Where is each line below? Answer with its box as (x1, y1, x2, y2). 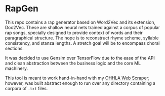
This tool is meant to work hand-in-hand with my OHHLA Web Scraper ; (5, 75, 150, 81)
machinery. (5, 65, 28, 71)
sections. (5, 45, 24, 51)
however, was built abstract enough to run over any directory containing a (5, 80, 156, 86)
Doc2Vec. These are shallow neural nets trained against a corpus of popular (5, 24, 160, 30)
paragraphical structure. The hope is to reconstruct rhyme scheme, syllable (5, 35, 159, 41)
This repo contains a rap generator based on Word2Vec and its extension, (5, 19, 156, 25)
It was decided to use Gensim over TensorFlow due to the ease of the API (5, 55, 155, 61)
